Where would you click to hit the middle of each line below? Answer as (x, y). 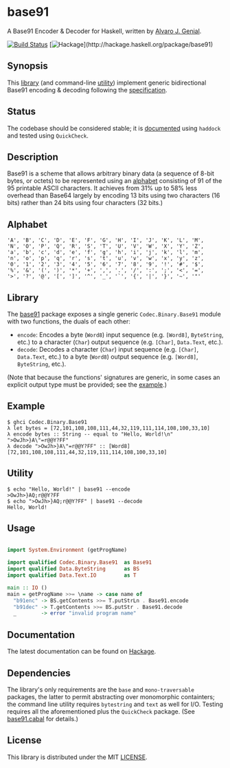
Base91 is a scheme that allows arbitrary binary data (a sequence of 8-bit (111, 173)
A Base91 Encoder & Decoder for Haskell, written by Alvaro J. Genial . (104, 31)
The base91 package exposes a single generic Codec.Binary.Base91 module (114, 314)
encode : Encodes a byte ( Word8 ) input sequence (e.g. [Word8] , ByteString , (120, 335)
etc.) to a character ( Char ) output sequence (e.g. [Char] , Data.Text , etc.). (120, 342)
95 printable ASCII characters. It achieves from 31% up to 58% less (102, 188)
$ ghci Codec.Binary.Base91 (47, 422)
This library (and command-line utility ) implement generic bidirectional (107, 83)
